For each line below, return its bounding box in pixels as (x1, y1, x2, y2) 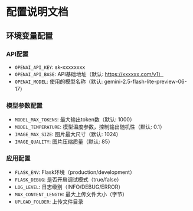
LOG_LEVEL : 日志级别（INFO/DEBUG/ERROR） (14, 183, 124, 190)
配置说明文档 (6, 5, 69, 19)
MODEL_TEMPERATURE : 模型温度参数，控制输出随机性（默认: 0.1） (14, 123, 165, 130)
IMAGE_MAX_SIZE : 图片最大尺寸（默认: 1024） (14, 131, 122, 138)
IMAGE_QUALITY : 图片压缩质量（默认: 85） (14, 138, 113, 145)
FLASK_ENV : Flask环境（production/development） (14, 169, 136, 176)
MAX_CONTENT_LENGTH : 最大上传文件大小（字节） (14, 191, 128, 198)
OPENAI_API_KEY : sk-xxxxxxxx (14, 63, 86, 71)
